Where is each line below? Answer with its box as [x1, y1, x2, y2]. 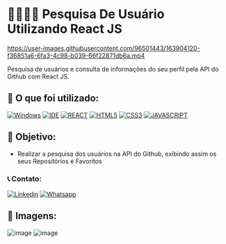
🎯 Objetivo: [7, 131, 56, 143]
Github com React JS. [7, 72, 70, 81]
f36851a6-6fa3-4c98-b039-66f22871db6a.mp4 [7, 51, 145, 60]
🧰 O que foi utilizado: [7, 92, 99, 104]
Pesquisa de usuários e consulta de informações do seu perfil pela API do [7, 65, 219, 73]
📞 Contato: [7, 174, 42, 184]
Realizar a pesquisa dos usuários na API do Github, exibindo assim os [17, 149, 217, 158]
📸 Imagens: [7, 210, 57, 222]
